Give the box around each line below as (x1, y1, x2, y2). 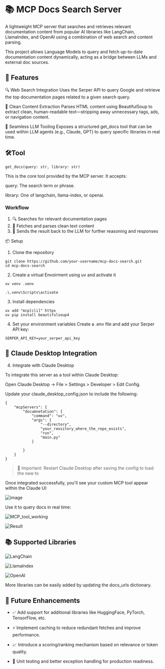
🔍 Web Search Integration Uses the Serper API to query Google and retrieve (5, 87, 160, 93)
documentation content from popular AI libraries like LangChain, (5, 29, 135, 34)
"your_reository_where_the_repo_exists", (40, 426, 127, 431)
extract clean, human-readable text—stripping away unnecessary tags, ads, (5, 109, 159, 115)
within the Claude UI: (5, 485, 48, 491)
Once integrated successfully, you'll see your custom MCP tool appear (5, 479, 149, 485)
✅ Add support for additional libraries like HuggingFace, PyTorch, (12, 609, 145, 615)
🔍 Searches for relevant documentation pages (12, 216, 107, 222)
